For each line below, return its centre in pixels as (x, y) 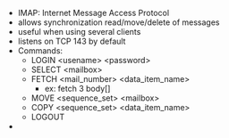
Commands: (40, 51)
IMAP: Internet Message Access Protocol (93, 13)
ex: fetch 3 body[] (77, 89)
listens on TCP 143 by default (72, 41)
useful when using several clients (79, 32)
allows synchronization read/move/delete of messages (119, 22)
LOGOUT (48, 117)
